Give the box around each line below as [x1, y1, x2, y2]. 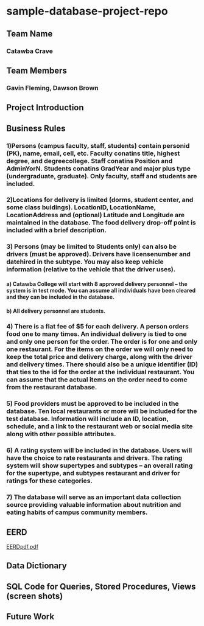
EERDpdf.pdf [6, 543, 38, 551]
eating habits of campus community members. [6, 508, 148, 516]
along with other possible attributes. [6, 430, 116, 439]
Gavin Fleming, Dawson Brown [6, 83, 99, 92]
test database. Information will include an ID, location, [6, 415, 169, 423]
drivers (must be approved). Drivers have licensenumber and [6, 250, 191, 259]
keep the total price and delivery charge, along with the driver [6, 353, 193, 361]
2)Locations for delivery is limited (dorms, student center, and [6, 196, 194, 204]
